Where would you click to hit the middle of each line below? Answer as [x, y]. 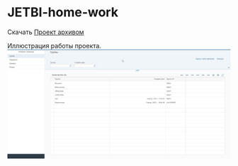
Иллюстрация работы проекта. [54, 45]
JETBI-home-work [63, 12]
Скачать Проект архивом [46, 32]
